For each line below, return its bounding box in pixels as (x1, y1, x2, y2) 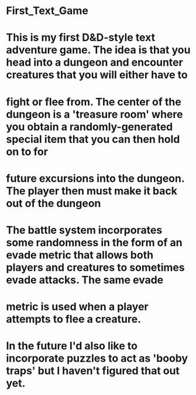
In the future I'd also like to (6, 339, 137, 353)
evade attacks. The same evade (6, 273, 164, 287)
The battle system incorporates (6, 223, 163, 237)
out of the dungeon (6, 196, 101, 210)
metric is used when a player (6, 300, 149, 314)
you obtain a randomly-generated (6, 120, 173, 133)
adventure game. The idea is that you (6, 43, 191, 57)
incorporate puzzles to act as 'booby (6, 352, 188, 365)
